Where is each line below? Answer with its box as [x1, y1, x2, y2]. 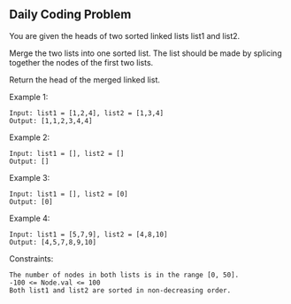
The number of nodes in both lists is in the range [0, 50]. [9, 270, 240, 279]
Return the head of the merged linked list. [9, 74, 161, 85]
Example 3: [9, 172, 50, 183]
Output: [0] [9, 197, 53, 207]
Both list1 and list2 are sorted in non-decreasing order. [9, 285, 232, 295]
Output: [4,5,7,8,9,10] [9, 238, 97, 246]
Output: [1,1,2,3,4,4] [9, 116, 93, 125]
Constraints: [9, 253, 54, 264]
